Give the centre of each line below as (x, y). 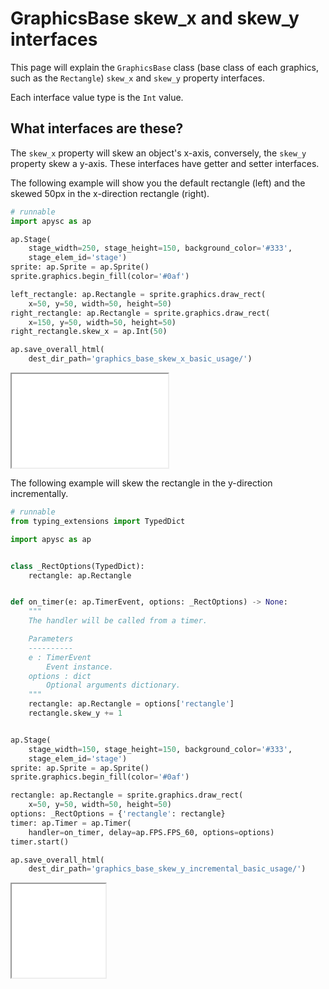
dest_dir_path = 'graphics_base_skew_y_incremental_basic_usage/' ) (167, 869)
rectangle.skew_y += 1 (75, 713)
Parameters (51, 639)
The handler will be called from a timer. (118, 621)
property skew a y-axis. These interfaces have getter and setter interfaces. (165, 163)
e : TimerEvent (60, 657)
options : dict (60, 676)
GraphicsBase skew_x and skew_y (155, 18)
